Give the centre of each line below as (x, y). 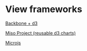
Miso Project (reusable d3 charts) (40, 33)
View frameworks (44, 9)
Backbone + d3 (21, 23)
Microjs (13, 43)
